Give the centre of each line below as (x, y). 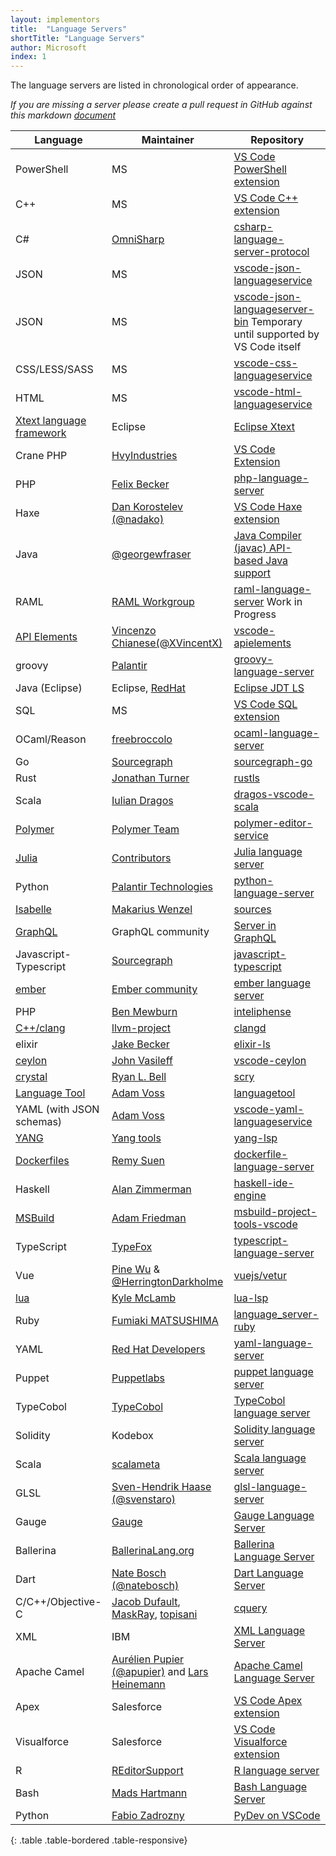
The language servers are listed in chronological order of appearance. (154, 85)
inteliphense (262, 1012)
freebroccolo (142, 739)
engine (250, 1196)
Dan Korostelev (147, 507)
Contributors (141, 858)
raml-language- (272, 589)
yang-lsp (255, 1138)
